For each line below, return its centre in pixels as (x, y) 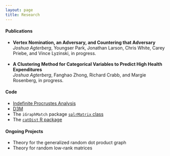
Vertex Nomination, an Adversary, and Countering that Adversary (84, 42)
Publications (19, 31)
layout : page (19, 10)
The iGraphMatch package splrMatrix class (58, 114)
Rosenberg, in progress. (38, 80)
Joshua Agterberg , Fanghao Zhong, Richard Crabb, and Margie (79, 75)
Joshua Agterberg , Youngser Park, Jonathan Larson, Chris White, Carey (89, 48)
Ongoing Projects (24, 131)
